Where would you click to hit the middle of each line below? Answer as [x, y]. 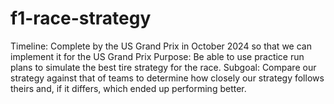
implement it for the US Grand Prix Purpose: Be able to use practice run [157, 56]
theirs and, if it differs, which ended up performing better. [128, 88]
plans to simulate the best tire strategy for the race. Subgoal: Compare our [163, 67]
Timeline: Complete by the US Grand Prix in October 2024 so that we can [161, 46]
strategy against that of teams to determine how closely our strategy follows [167, 78]
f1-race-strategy [81, 18]
